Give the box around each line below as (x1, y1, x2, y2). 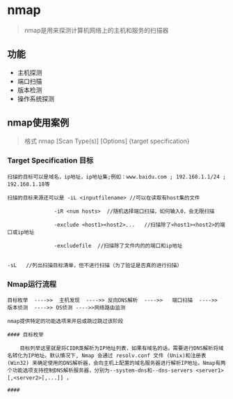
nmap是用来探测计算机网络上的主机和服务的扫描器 (24, 26, 169, 34)
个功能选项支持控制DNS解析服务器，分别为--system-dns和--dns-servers (7, 367, 193, 375)
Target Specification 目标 (7, 156, 94, 165)
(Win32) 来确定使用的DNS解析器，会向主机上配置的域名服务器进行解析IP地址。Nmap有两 (7, 360, 226, 367)
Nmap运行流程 (7, 279, 57, 289)
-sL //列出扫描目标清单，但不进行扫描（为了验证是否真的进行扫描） (7, 262, 183, 269)
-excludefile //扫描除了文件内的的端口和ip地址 (54, 242, 183, 249)
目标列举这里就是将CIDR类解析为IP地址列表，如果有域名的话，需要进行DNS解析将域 (19, 345, 224, 352)
